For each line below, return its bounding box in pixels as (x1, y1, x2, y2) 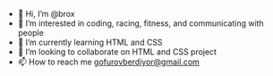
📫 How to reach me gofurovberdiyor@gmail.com (17, 56, 200, 67)
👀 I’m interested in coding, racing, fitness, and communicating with (17, 18, 264, 29)
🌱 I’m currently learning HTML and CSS (17, 37, 163, 47)
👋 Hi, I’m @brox (17, 9, 75, 19)
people (17, 28, 45, 38)
